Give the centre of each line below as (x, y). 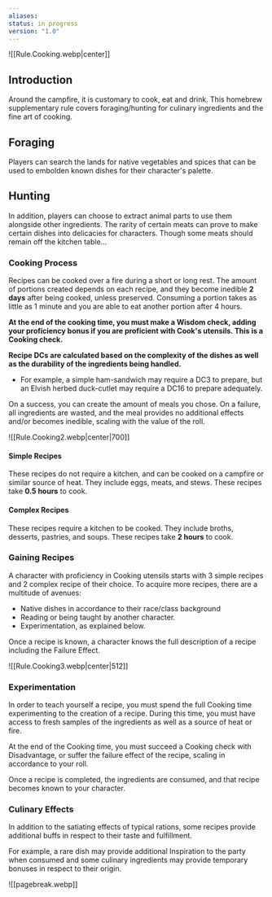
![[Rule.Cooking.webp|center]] (59, 55)
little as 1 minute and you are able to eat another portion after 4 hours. (125, 307)
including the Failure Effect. (54, 650)
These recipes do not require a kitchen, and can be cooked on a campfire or (136, 474)
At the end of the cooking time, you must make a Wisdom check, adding (132, 322)
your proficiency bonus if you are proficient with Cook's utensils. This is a (136, 331)
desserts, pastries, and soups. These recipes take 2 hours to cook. (121, 536)
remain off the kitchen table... (58, 242)
